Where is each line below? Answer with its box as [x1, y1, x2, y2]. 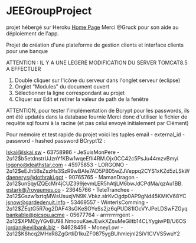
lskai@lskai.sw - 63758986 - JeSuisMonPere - [6, 149, 120, 156]
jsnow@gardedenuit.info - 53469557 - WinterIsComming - [6, 199, 149, 206]
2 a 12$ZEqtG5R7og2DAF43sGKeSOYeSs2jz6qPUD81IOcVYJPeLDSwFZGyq [6, 205, 188, 212]
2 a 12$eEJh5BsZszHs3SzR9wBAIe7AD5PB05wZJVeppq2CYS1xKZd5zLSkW [6, 167, 190, 175]
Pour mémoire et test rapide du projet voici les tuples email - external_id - [6, 131, 185, 138]
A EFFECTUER [6, 65, 41, 72]
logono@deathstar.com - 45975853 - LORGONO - [6, 161, 128, 168]
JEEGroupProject [6, 4, 92, 18]
